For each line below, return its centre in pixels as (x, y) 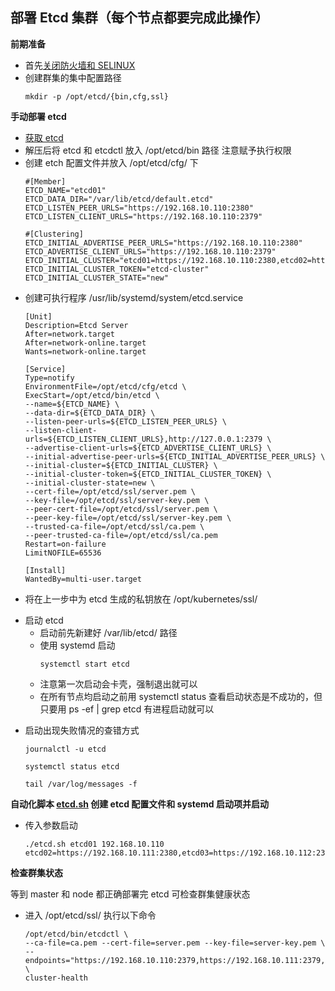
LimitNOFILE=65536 (63, 553)
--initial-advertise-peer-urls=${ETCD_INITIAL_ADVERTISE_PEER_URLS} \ (175, 456)
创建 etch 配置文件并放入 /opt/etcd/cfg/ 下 (111, 162)
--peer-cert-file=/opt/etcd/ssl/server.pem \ (121, 509)
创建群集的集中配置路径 (73, 77)
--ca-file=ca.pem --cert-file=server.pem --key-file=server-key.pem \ (175, 943)
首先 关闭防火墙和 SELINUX (80, 65)
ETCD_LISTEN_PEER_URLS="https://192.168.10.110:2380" (139, 208)
